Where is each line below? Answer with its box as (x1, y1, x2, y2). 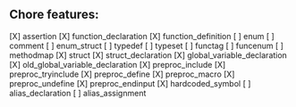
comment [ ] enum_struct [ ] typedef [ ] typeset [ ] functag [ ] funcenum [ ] (9, 40, 284, 51)
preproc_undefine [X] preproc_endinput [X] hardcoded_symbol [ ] (9, 78, 251, 88)
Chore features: (9, 7, 99, 22)
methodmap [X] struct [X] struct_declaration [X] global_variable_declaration (9, 49, 288, 61)
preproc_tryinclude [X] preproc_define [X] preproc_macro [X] (9, 69, 235, 79)
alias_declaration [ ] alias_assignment (9, 87, 147, 98)
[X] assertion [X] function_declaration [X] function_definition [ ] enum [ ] (9, 30, 275, 41)
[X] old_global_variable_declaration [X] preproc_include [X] (9, 59, 226, 70)
